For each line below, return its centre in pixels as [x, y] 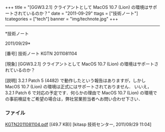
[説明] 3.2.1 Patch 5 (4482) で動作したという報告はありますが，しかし [75, 80]
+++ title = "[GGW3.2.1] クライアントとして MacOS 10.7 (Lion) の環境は [77, 7]
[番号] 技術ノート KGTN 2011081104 [41, 53]
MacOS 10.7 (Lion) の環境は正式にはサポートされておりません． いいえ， [78, 87]
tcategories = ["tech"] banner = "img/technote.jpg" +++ [62, 19]
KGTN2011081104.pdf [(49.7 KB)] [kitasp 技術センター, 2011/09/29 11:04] [78, 125]
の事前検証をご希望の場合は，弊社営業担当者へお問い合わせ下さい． [74, 99]
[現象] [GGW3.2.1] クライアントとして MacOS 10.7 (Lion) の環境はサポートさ [82, 64]
